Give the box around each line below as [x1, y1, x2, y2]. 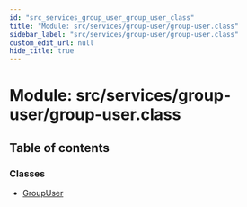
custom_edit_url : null [9, 38, 94, 48]
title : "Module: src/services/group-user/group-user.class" [9, 22, 240, 31]
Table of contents [9, 140, 110, 156]
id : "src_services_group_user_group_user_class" [9, 13, 195, 22]
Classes [9, 167, 46, 180]
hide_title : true [9, 47, 75, 56]
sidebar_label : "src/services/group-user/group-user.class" [9, 30, 240, 39]
